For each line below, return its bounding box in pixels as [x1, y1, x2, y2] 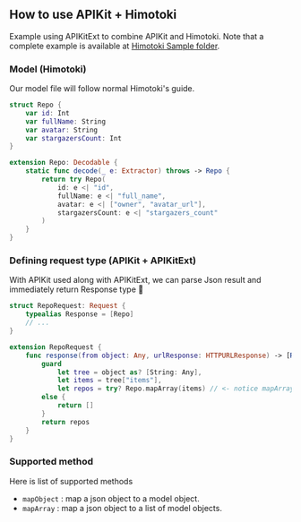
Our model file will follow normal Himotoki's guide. [9, 83, 195, 94]
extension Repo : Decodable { [9, 158, 118, 167]
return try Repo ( [41, 175, 106, 184]
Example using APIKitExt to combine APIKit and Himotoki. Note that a [9, 30, 264, 41]
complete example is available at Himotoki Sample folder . [9, 40, 220, 51]
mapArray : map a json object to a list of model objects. [21, 502, 222, 513]
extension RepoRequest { [9, 342, 102, 352]
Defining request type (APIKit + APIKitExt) [9, 254, 197, 267]
